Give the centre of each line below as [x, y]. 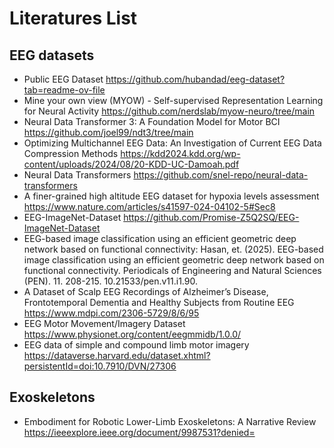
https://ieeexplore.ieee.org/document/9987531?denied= [139, 432]
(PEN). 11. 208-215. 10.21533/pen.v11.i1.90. [111, 281]
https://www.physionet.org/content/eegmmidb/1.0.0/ [132, 334]
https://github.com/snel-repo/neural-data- [221, 175]
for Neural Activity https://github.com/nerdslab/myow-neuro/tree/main [169, 111]
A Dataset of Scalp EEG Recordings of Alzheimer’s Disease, [146, 291]
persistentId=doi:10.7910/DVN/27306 [100, 366]
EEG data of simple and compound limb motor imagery [136, 345]
